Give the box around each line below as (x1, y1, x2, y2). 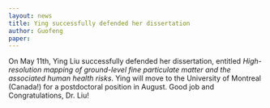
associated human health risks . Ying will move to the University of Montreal (8, 73, 262, 83)
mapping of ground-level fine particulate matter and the (43, 65, 231, 75)
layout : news (8, 11, 53, 20)
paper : (8, 34, 31, 43)
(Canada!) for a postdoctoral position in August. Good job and (8, 82, 215, 92)
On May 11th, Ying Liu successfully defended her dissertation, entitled (8, 56, 242, 66)
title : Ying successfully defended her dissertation (8, 19, 191, 27)
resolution (8, 65, 42, 75)
